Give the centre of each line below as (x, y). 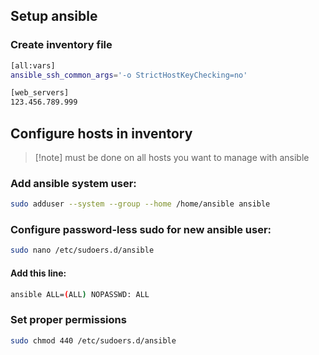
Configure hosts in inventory (101, 133)
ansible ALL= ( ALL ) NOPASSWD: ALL (80, 294)
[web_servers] (40, 93)
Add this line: (38, 273)
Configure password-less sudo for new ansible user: (141, 230)
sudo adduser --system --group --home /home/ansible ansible (140, 204)
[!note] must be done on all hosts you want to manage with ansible (172, 157)
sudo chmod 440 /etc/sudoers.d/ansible (93, 340)
